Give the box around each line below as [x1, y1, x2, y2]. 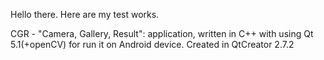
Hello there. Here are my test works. [10, 9, 160, 20]
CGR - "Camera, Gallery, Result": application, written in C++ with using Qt [10, 28, 314, 39]
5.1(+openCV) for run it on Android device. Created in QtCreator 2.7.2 [10, 39, 295, 50]
